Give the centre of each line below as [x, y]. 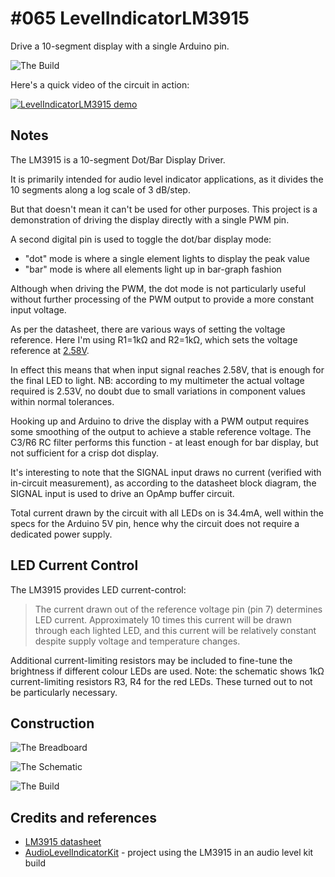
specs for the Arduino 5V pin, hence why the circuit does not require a [155, 523]
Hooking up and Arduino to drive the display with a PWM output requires [160, 421]
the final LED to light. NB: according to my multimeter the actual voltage [157, 380]
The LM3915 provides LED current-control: [98, 589]
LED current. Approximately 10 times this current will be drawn [163, 619]
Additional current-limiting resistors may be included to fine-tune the [151, 660]
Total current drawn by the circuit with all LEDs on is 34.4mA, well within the [167, 513]
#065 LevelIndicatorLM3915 [130, 18]
